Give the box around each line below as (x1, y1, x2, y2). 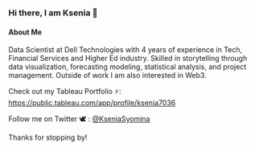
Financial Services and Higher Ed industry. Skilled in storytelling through (8, 54, 248, 63)
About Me (8, 27, 43, 37)
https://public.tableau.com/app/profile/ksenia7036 (8, 98, 176, 107)
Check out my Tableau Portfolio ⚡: (8, 87, 121, 96)
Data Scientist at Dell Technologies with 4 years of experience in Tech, (8, 45, 243, 55)
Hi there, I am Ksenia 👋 (8, 7, 98, 18)
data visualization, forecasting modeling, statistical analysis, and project (8, 62, 247, 71)
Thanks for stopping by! (8, 132, 88, 143)
